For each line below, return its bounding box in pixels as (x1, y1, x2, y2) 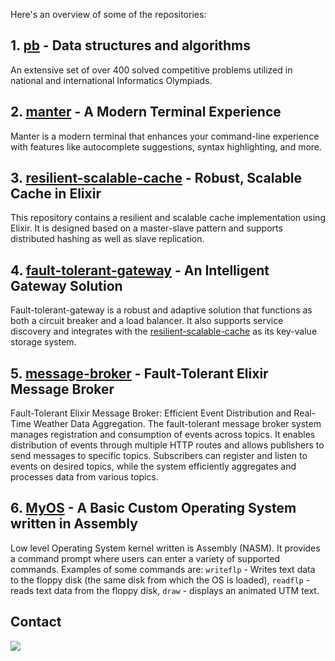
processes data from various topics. (10, 471, 159, 483)
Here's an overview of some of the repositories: (10, 9, 207, 20)
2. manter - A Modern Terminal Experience (10, 104, 282, 121)
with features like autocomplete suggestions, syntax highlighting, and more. (10, 140, 323, 153)
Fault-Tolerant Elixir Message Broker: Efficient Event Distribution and (10, 407, 292, 419)
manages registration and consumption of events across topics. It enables (10, 429, 316, 441)
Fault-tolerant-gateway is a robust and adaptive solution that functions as (10, 304, 313, 316)
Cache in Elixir (10, 185, 102, 203)
